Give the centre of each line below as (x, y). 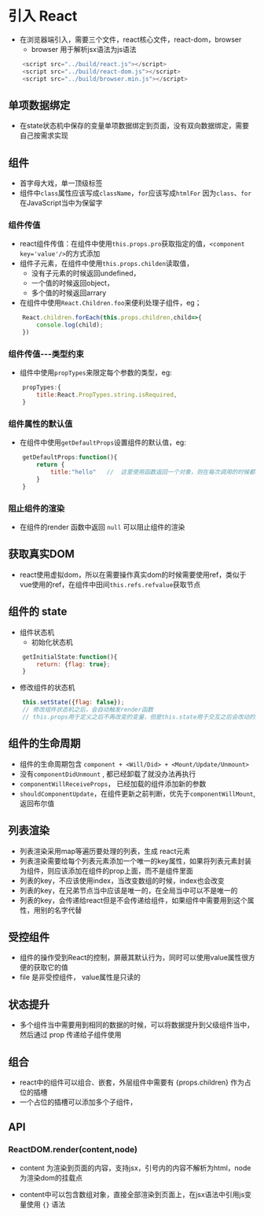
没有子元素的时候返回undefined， (86, 273)
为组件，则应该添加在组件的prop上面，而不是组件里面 (106, 870)
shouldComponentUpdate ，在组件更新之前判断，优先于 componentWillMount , (137, 793)
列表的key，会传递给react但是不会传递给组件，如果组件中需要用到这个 (133, 900)
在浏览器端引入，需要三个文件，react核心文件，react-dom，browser (130, 39)
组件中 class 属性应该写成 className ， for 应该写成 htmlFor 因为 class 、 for (135, 193)
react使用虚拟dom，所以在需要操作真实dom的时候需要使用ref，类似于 (133, 575)
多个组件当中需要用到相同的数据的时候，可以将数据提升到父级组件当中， (136, 1025)
